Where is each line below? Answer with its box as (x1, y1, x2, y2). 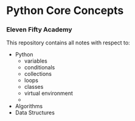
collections (24, 71, 52, 78)
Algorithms (15, 103, 43, 110)
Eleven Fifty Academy (6, 26, 72, 34)
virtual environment (24, 89, 73, 97)
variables (24, 57, 47, 64)
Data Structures (15, 109, 55, 116)
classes (24, 83, 44, 91)
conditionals (24, 64, 55, 71)
